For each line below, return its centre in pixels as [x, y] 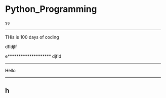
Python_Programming [51, 9]
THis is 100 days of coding [32, 37]
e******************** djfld [33, 56]
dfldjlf [11, 47]
